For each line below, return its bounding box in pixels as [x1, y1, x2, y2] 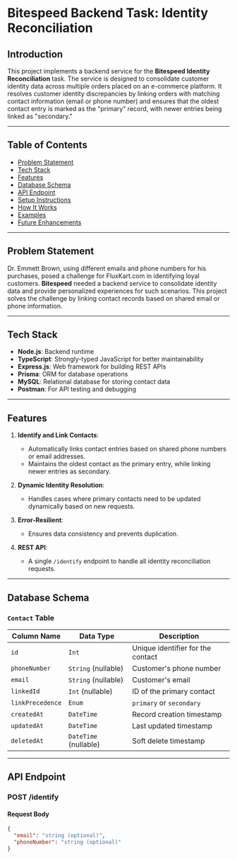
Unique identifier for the [132, 642, 212, 652]
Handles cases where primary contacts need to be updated [28, 495, 201, 503]
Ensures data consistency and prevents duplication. [28, 529, 178, 538]
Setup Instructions [17, 195, 71, 204]
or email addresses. [28, 452, 86, 461]
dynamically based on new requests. [28, 502, 135, 511]
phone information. [7, 301, 63, 310]
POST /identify [7, 792, 59, 802]
